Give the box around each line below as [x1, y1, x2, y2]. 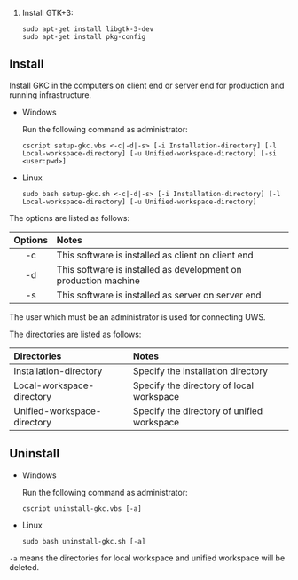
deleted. [9, 561, 40, 572]
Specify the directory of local [132, 379, 255, 392]
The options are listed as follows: [9, 212, 130, 223]
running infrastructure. [9, 89, 91, 100]
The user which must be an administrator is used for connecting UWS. [9, 311, 266, 322]
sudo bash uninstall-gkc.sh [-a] [21, 536, 146, 545]
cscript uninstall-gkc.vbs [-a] [21, 504, 142, 513]
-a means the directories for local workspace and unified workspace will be [9, 552, 286, 563]
